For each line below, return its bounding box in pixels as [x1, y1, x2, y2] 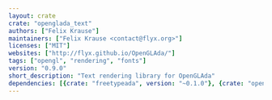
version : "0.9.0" [8, 65, 67, 73]
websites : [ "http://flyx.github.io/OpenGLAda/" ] [8, 49, 176, 57]
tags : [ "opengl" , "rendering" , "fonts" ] [8, 57, 147, 65]
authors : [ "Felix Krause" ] [8, 27, 100, 35]
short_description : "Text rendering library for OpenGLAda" [8, 72, 216, 80]
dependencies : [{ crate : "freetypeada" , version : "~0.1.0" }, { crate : [8, 79, 244, 87]
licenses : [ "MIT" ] [8, 42, 70, 50]
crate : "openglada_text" [8, 19, 92, 27]
